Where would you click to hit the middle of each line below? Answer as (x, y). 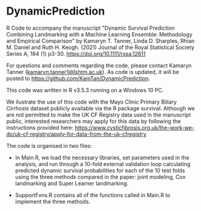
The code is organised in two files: (49, 146)
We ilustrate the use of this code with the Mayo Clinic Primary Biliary (91, 102)
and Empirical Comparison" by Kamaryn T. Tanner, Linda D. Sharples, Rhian (100, 41)
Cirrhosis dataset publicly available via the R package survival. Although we (101, 108)
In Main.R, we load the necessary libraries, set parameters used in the (102, 157)
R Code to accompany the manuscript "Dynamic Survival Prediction (91, 28)
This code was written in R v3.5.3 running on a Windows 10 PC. (85, 90)
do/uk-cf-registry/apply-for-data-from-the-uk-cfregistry (76, 134)
